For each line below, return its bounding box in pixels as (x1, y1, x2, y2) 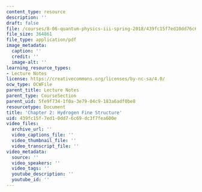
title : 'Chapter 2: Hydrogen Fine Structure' (6, 110, 122, 116)
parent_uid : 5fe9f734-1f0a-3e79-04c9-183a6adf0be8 (6, 98, 136, 104)
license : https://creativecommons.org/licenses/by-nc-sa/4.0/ (6, 76, 165, 82)
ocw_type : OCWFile (6, 82, 52, 88)
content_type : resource (6, 8, 66, 15)
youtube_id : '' (11, 177, 50, 183)
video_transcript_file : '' (11, 143, 79, 149)
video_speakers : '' (11, 160, 61, 166)
